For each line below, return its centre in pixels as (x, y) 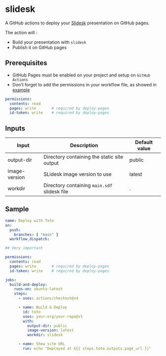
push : (15, 230)
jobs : (11, 280)
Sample (17, 209)
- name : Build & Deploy (43, 307)
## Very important (24, 248)
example (21, 90)
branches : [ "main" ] (36, 234)
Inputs (15, 128)
